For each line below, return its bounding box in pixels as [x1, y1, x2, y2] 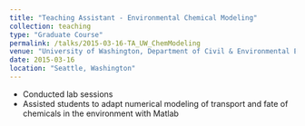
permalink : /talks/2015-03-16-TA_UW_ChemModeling [9, 38, 202, 48]
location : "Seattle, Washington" [9, 64, 136, 73]
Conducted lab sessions [22, 88, 113, 100]
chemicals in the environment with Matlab [22, 108, 180, 119]
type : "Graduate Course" [9, 30, 103, 39]
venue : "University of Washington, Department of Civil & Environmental [9, 47, 290, 56]
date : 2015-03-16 [9, 55, 75, 64]
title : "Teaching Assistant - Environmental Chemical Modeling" [9, 13, 258, 23]
